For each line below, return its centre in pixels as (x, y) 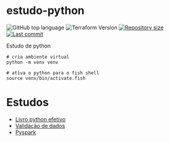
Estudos (27, 103)
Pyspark (26, 132)
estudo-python (45, 11)
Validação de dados (40, 126)
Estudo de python (29, 46)
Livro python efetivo (40, 119)
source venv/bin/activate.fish (46, 78)
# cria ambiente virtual (38, 57)
